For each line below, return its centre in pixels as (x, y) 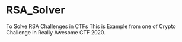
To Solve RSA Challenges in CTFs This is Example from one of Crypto (91, 26)
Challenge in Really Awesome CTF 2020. (56, 32)
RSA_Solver (36, 10)
